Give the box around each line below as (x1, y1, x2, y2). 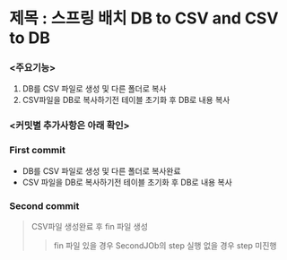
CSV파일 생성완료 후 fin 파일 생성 (30, 221, 148, 231)
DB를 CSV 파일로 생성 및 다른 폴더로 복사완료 (22, 165, 181, 176)
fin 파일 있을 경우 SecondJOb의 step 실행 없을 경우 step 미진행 (53, 240, 277, 251)
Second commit (9, 199, 80, 212)
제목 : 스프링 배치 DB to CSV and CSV (9, 8, 279, 29)
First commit (9, 144, 65, 157)
